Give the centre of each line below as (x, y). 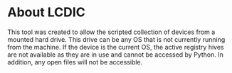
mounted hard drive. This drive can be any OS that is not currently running (116, 39)
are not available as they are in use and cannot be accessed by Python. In (116, 55)
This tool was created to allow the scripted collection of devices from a (111, 32)
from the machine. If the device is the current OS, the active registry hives (116, 47)
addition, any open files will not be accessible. (75, 62)
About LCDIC (46, 12)
